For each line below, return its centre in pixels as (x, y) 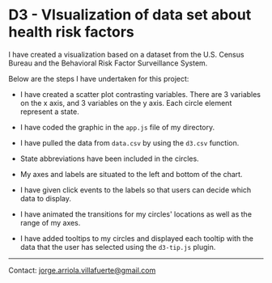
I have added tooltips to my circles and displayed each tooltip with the (136, 238)
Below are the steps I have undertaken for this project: (99, 78)
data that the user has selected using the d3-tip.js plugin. (118, 247)
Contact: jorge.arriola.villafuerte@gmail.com (82, 270)
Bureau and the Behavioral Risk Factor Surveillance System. (108, 63)
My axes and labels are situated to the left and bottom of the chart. (131, 174)
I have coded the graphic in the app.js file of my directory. (117, 127)
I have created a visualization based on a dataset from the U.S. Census (126, 54)
